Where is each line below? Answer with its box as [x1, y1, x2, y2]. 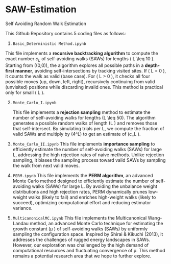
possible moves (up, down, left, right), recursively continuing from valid [5, 78, 155, 85]
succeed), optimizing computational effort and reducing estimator [12, 199, 152, 205]
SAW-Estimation [5, 4, 77, 15]
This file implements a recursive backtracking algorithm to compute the [5, 50, 158, 56]
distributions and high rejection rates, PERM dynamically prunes [12, 188, 148, 195]
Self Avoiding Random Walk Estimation [5, 20, 87, 27]
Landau [12, 220, 29, 226]
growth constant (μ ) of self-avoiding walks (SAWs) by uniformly [12, 226, 148, 232]
